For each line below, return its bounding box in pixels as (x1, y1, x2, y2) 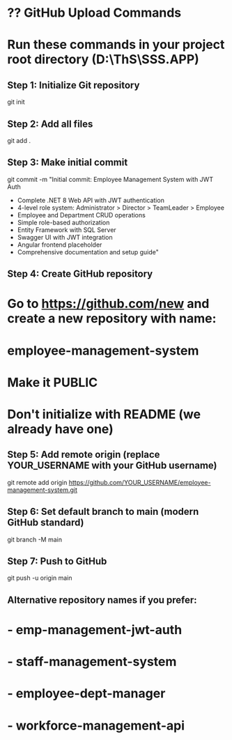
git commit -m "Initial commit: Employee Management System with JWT (7, 175, 214, 183)
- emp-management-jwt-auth (7, 622, 183, 638)
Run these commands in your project (7, 37, 225, 53)
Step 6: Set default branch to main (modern (7, 506, 199, 518)
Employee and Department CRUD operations (17, 210, 146, 219)
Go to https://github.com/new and (7, 296, 210, 311)
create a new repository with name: (7, 311, 217, 327)
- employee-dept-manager (7, 686, 166, 702)
